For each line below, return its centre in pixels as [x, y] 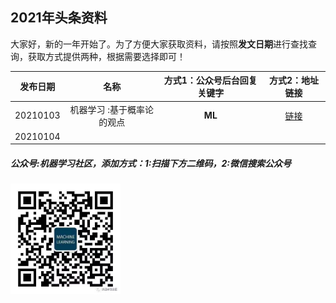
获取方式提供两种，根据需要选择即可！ [106, 56]
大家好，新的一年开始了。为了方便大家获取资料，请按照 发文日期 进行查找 [159, 44]
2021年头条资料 [59, 18]
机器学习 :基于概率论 [111, 109]
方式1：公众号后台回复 [210, 80]
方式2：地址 [293, 80]
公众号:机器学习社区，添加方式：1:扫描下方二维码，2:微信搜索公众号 [151, 163]
